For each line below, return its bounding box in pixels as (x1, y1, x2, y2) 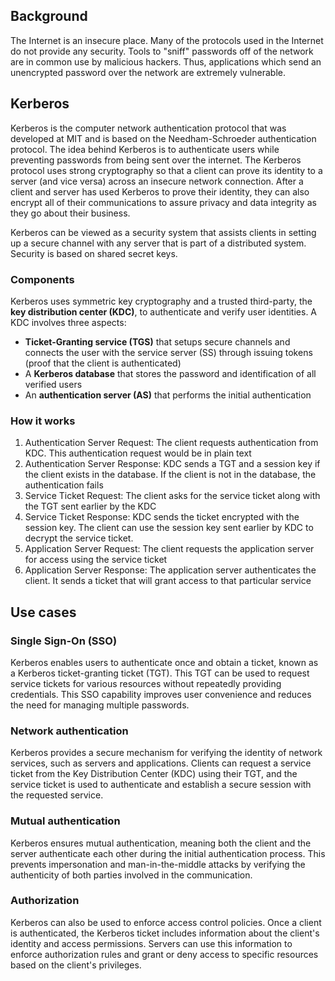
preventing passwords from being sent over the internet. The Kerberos (10, 154, 302, 166)
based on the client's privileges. (10, 959, 142, 971)
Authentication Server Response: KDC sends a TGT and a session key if (24, 458, 321, 470)
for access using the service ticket (24, 554, 168, 566)
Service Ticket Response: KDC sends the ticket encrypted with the (24, 511, 300, 523)
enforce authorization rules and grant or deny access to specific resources (10, 948, 319, 960)
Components (10, 272, 75, 286)
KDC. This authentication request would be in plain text (24, 447, 252, 459)
